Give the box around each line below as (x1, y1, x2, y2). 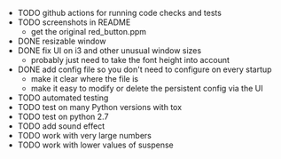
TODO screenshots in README (17, 17, 131, 28)
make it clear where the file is (30, 74, 139, 83)
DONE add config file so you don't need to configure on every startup (17, 64, 272, 75)
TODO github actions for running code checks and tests (17, 8, 222, 18)
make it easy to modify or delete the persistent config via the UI (30, 83, 263, 93)
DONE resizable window (17, 36, 106, 46)
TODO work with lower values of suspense (17, 139, 175, 150)
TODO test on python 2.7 (17, 111, 109, 122)
